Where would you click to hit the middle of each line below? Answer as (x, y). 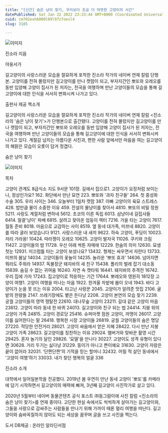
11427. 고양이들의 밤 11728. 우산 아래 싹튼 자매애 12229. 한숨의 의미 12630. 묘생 (83, 245)
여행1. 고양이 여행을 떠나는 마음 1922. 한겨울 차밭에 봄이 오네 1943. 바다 (84, 283)
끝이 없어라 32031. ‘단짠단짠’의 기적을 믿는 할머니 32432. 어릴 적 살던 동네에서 (82, 351)
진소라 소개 (16, 368)
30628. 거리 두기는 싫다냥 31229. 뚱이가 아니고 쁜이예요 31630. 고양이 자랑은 (86, 345)
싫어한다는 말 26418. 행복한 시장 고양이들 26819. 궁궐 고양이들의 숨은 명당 (86, 320)
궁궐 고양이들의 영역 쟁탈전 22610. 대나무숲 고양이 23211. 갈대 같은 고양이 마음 (82, 301)
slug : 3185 (16, 24)
